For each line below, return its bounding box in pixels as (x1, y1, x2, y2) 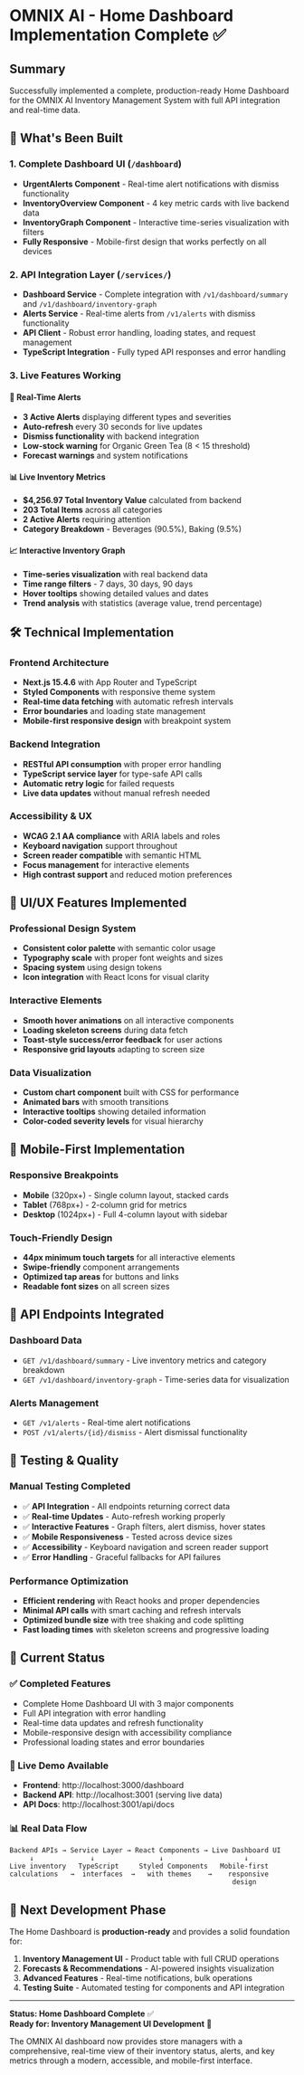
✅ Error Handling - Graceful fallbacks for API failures (22, 1551, 222, 1562)
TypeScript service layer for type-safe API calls (22, 768, 203, 779)
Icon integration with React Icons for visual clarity (22, 972, 210, 983)
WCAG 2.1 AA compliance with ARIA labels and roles (22, 830, 221, 842)
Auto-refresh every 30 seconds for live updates (22, 422, 204, 433)
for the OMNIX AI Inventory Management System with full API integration (9, 95, 280, 105)
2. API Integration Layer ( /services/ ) (9, 268, 172, 281)
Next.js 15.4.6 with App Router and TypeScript (22, 677, 197, 688)
